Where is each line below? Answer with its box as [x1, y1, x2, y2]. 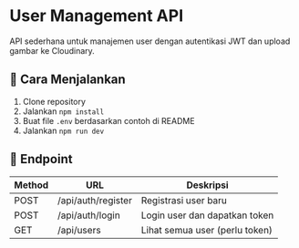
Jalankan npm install [22, 106, 105, 117]
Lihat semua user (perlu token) [140, 223, 273, 236]
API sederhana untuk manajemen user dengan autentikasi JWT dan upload [9, 36, 291, 46]
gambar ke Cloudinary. [9, 45, 96, 56]
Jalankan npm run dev [22, 125, 105, 136]
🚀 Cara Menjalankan [9, 72, 126, 88]
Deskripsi [186, 179, 230, 191]
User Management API [9, 5, 184, 26]
